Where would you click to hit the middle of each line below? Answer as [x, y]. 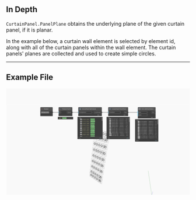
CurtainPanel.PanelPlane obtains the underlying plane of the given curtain [95, 23]
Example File [30, 77]
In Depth [22, 10]
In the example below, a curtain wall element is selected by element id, [91, 41]
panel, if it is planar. [29, 30]
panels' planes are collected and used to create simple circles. [81, 53]
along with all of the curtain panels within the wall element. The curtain [91, 47]
